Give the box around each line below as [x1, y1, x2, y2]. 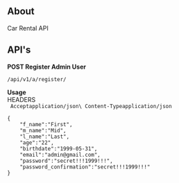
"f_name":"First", [19, 121, 73, 128]
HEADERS [7, 95, 36, 103]
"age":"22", [19, 139, 54, 146]
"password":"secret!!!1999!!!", [19, 157, 113, 164]
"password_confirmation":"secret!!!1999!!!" [19, 163, 151, 171]
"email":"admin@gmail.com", [19, 151, 101, 158]
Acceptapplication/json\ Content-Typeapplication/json [10, 103, 172, 110]
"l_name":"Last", [19, 133, 70, 140]
